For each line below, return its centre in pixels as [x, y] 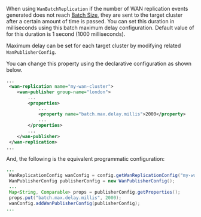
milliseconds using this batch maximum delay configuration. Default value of [100, 27]
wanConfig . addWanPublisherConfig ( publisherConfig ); [74, 203]
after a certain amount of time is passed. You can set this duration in [90, 21]
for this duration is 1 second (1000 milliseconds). [66, 34]
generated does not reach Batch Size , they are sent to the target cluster [95, 15]
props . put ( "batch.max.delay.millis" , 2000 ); [65, 198]
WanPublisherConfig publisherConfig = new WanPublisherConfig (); [92, 181]
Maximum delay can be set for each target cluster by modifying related [94, 45]
